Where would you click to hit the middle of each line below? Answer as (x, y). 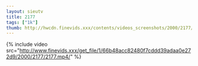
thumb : (14, 28)
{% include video (27, 44)
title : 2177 (21, 17)
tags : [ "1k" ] (22, 22)
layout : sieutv (25, 11)
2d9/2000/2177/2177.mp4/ (38, 57)
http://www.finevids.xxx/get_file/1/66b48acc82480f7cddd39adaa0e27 (105, 51)
